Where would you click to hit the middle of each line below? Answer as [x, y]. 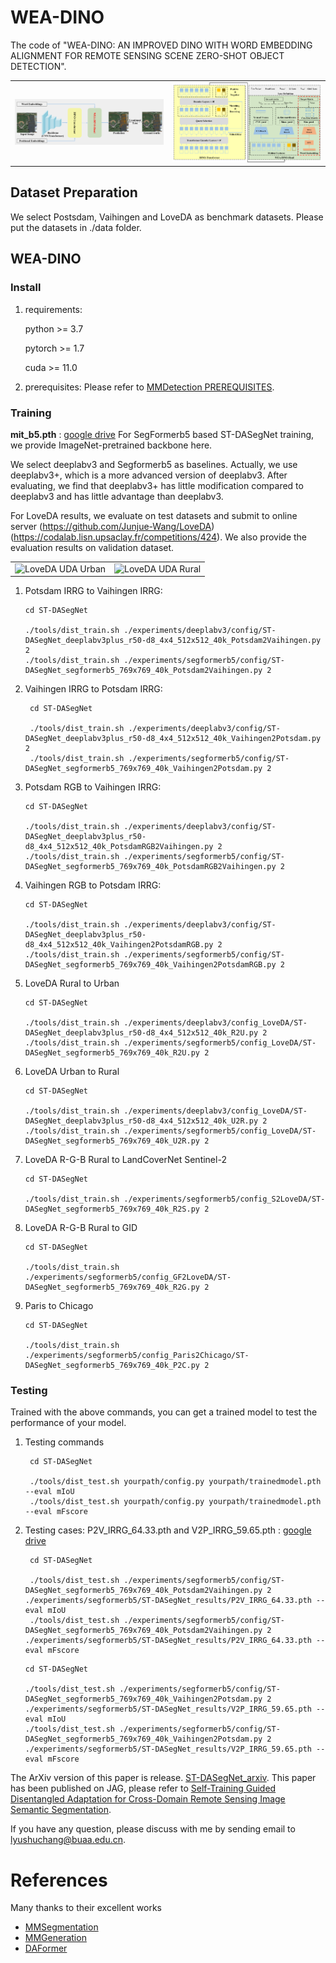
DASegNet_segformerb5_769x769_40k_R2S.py [112, 1209]
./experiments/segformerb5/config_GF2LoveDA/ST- [128, 1277]
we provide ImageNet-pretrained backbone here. [111, 445]
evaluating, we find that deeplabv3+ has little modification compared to [157, 485]
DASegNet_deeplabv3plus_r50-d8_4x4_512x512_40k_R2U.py [141, 1033]
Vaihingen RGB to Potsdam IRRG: [93, 885]
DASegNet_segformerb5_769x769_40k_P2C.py [112, 1366]
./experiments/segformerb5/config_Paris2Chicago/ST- [137, 1356]
